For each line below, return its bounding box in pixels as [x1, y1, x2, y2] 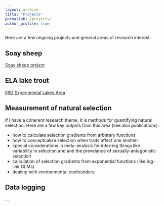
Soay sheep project [5, 62, 45, 68]
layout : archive [5, 7, 39, 12]
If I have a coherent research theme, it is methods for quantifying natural [5, 117, 153, 123]
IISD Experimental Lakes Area [5, 90, 66, 96]
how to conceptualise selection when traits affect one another [12, 137, 138, 143]
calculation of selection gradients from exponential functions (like [12, 158, 146, 164]
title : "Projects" [5, 12, 43, 17]
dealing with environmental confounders [12, 169, 95, 175]
